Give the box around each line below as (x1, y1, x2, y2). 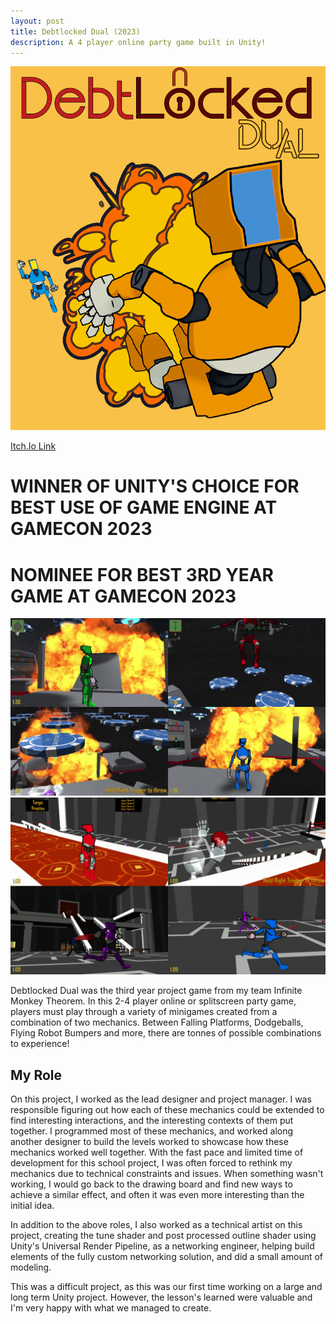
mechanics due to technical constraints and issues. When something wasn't (10, 1168, 324, 1180)
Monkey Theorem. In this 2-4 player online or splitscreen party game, (10, 995, 297, 1007)
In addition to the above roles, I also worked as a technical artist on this (10, 1219, 303, 1231)
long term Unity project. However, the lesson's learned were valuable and (10, 1291, 313, 1304)
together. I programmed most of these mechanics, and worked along (10, 1125, 294, 1137)
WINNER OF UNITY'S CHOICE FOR (10, 475, 300, 498)
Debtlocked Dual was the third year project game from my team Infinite (10, 985, 303, 997)
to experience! (10, 1038, 70, 1050)
